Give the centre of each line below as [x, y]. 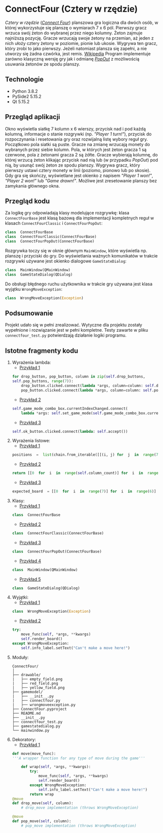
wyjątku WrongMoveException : [34, 289]
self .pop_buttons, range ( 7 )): [43, 381]
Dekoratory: [24, 739]
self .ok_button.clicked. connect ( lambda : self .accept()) [70, 431]
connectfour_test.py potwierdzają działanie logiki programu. [66, 335]
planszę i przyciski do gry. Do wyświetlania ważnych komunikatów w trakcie [81, 256]
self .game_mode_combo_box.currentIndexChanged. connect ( [70, 408]
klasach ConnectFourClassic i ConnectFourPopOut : [54, 223]
